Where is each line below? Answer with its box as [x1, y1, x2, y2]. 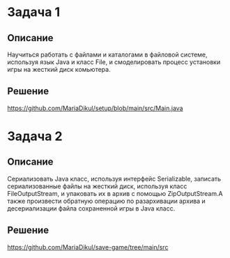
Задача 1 [7, 4, 61, 20]
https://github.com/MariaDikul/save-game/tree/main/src [7, 243, 169, 251]
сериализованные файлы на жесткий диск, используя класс [7, 182, 187, 190]
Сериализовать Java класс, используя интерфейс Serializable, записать [7, 174, 222, 183]
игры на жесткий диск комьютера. [7, 66, 111, 73]
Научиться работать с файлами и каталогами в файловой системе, [7, 50, 208, 59]
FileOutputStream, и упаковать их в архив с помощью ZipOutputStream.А [7, 189, 223, 197]
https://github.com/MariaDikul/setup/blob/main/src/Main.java [7, 104, 183, 112]
